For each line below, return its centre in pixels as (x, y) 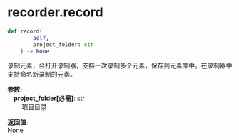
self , (41, 38)
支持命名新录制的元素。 (42, 75)
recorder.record (55, 12)
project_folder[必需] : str (50, 98)
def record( (25, 31)
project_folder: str (63, 44)
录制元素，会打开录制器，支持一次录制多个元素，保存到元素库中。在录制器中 (120, 65)
